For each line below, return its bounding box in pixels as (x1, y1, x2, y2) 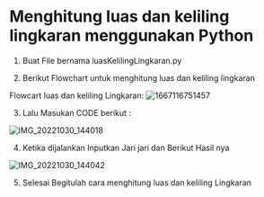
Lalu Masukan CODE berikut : (22, 107, 132, 118)
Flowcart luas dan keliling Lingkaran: (9, 90, 145, 101)
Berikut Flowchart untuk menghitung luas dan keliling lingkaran (22, 72, 256, 83)
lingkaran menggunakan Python (9, 25, 254, 46)
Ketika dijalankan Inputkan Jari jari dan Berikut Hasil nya (22, 142, 230, 153)
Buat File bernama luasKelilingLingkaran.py (22, 55, 182, 66)
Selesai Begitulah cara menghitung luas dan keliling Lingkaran (22, 177, 251, 188)
